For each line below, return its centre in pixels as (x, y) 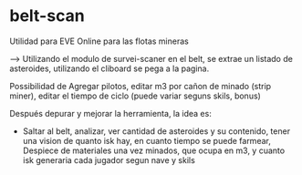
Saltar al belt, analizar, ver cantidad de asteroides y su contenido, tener (156, 131)
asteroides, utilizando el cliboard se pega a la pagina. (109, 68)
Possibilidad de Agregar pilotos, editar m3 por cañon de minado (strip (141, 86)
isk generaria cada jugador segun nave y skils (109, 160)
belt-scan (47, 16)
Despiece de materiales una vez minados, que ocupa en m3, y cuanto (154, 150)
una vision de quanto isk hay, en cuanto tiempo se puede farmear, (146, 140)
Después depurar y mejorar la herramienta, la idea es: (110, 113)
